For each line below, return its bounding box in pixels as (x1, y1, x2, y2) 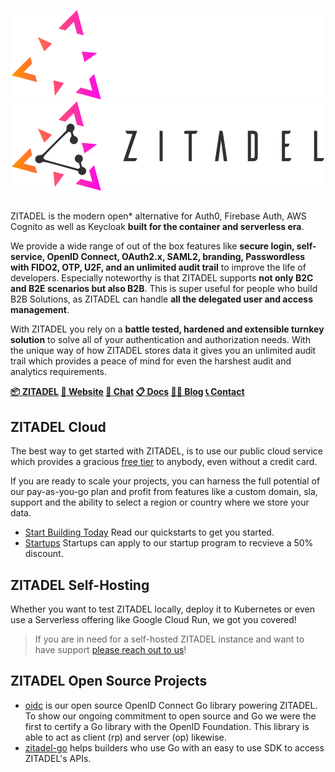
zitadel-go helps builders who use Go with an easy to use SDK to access (24, 741, 325, 754)
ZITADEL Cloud (10, 418, 107, 435)
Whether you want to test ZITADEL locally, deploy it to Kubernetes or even (10, 603, 315, 615)
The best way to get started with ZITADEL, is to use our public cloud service (10, 445, 323, 457)
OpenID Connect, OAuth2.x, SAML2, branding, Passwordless (46, 251, 306, 263)
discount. (24, 548, 64, 560)
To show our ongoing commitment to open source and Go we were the (24, 710, 317, 722)
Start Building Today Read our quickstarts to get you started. (24, 526, 275, 539)
